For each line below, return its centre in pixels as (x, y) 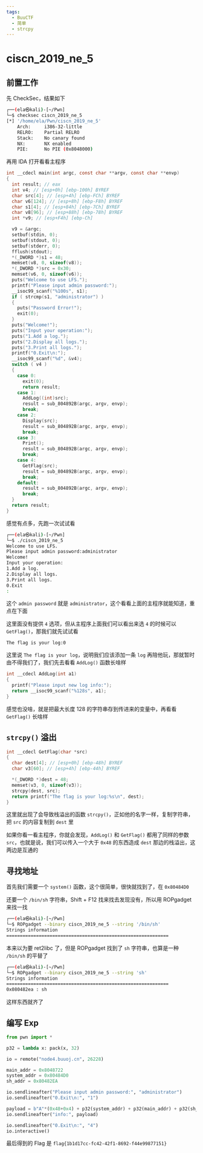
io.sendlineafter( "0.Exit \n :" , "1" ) (52, 1098)
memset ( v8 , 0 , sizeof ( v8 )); (47, 263)
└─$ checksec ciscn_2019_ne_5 (44, 116)
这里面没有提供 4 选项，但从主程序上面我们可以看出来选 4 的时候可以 (92, 624)
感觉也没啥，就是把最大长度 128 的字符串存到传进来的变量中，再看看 (92, 709)
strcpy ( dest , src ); (36, 791)
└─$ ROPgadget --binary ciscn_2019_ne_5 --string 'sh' (77, 973)
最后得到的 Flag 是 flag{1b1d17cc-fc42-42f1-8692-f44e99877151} (87, 1143)
